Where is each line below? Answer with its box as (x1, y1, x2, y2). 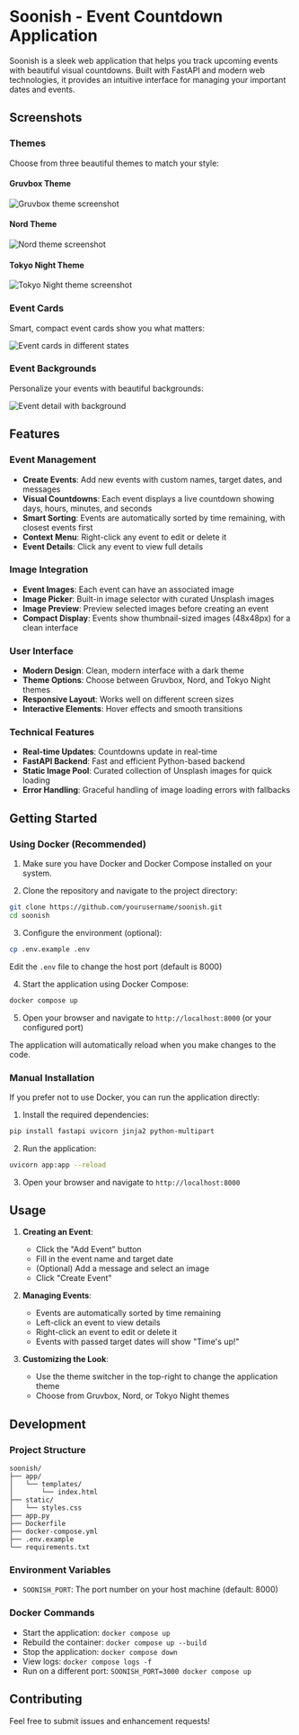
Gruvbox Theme (9, 178, 72, 189)
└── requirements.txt (9, 1543, 91, 1552)
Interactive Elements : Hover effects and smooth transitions (22, 704, 243, 714)
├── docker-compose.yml (9, 1527, 99, 1537)
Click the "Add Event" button (35, 1244, 142, 1255)
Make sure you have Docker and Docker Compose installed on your (22, 858, 273, 869)
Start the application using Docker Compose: (22, 978, 189, 989)
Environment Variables (9, 1564, 111, 1576)
